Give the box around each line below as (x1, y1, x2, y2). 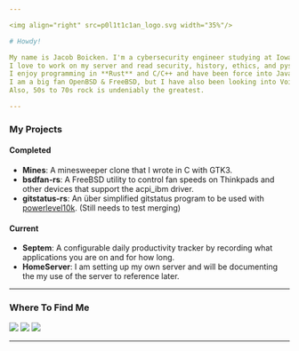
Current (9, 223, 39, 234)
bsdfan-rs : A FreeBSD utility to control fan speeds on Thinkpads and (21, 174, 275, 185)
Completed (9, 145, 52, 156)
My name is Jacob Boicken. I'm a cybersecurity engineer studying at (9, 52, 273, 62)
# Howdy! (9, 36, 42, 45)
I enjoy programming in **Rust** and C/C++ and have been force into (9, 69, 273, 78)
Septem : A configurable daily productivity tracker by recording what (21, 243, 273, 253)
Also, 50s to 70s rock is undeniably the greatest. (9, 86, 205, 95)
